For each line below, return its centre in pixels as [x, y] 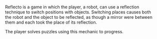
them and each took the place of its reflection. [51, 22]
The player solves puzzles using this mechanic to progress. [64, 32]
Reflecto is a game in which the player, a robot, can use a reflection [72, 7]
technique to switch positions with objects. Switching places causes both [78, 12]
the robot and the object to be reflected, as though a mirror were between [79, 17]
